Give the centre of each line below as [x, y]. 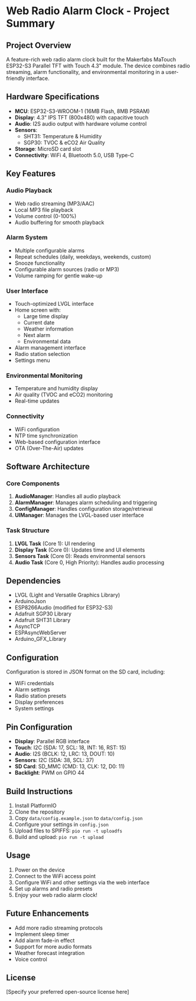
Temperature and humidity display [56, 388]
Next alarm [37, 335]
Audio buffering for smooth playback [59, 222]
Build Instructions [40, 791]
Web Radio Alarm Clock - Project [88, 11]
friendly [16, 78]
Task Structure [28, 530]
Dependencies [33, 581]
